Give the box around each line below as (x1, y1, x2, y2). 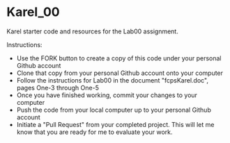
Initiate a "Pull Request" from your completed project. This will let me (16, 120, 215, 128)
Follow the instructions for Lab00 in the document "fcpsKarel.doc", (16, 76, 208, 84)
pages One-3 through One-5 (16, 83, 99, 92)
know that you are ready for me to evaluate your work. (16, 128, 173, 136)
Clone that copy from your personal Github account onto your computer (16, 69, 224, 77)
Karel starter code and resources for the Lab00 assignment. (6, 27, 178, 35)
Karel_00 (6, 4, 60, 20)
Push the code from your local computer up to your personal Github (16, 106, 212, 114)
